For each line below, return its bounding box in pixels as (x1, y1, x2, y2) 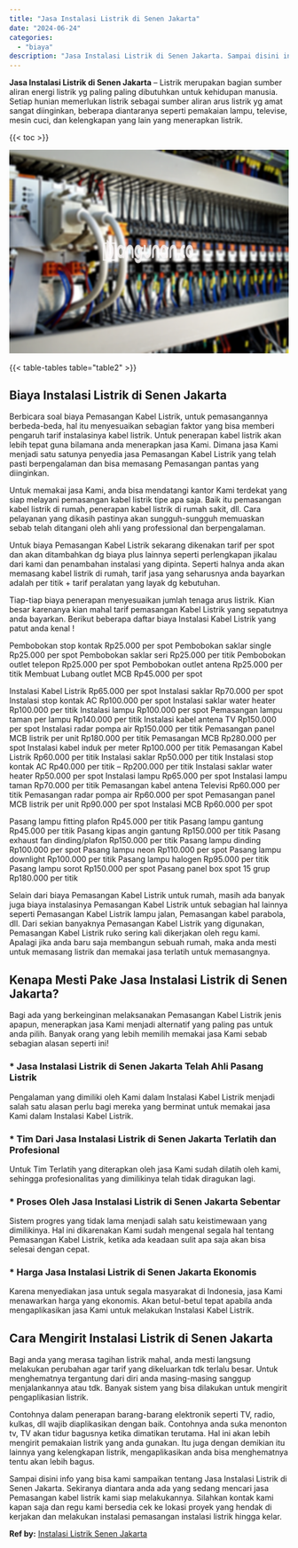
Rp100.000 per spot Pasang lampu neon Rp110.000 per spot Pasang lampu (9, 844, 282, 856)
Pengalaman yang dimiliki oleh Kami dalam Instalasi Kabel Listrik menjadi (9, 1092, 275, 1102)
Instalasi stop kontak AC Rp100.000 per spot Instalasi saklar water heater (9, 695, 276, 706)
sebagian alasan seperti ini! (9, 1039, 109, 1049)
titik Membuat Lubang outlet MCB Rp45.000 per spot (9, 668, 203, 679)
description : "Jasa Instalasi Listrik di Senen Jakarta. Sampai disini (9, 51, 279, 61)
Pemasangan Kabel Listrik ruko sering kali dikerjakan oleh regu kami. (9, 928, 261, 938)
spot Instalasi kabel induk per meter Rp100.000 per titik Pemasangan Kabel (9, 742, 284, 754)
